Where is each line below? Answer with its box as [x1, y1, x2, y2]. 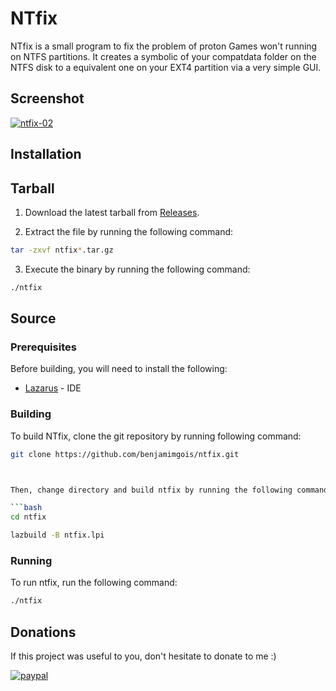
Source [10, 310, 57, 327]
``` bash [10, 503, 43, 513]
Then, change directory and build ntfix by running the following [10, 485, 293, 495]
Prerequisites [10, 340, 77, 354]
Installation [10, 146, 82, 163]
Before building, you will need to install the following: [10, 363, 228, 375]
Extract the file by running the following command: [24, 225, 234, 237]
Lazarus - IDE [24, 382, 82, 394]
